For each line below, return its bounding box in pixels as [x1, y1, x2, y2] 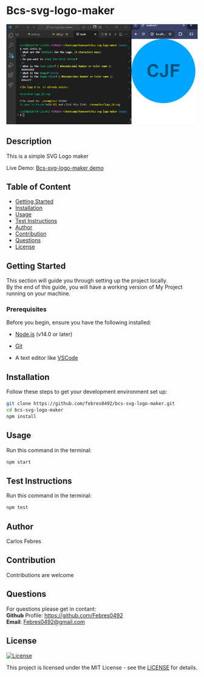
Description [6, 136, 52, 147]
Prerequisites [6, 305, 47, 314]
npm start [6, 459, 32, 465]
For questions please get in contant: [6, 605, 97, 612]
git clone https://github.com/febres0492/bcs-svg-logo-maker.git [6, 401, 175, 407]
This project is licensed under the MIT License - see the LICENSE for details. [6, 664, 198, 671]
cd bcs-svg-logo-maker [6, 407, 64, 413]
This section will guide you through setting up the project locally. [6, 277, 168, 284]
